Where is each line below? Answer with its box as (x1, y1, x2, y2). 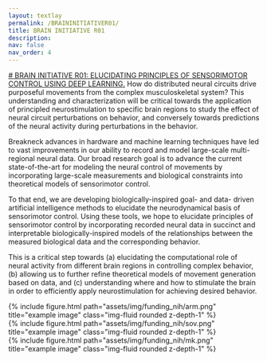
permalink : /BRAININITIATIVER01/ (8, 19, 120, 27)
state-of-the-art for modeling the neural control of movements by (8, 163, 223, 171)
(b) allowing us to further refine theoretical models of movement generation (8, 269, 257, 279)
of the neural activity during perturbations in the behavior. (8, 121, 198, 131)
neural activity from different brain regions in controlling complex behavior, (8, 261, 253, 270)
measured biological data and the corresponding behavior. (8, 237, 201, 246)
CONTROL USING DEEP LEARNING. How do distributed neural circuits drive (8, 79, 257, 88)
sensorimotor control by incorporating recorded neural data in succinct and (8, 220, 256, 230)
